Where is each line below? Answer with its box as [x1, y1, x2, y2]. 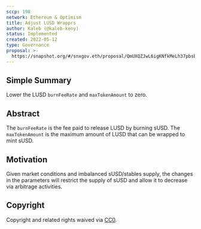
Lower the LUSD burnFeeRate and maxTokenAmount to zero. [6, 91, 148, 99]
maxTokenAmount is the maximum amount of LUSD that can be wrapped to [6, 131, 185, 138]
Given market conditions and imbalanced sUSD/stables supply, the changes [6, 170, 193, 178]
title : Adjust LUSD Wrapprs [6, 20, 77, 26]
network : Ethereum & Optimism [6, 14, 82, 20]
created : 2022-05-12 [6, 36, 58, 42]
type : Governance [6, 42, 50, 48]
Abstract [6, 108, 40, 118]
